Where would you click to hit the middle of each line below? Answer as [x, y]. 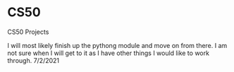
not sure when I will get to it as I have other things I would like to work [109, 53]
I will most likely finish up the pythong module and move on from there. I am [117, 45]
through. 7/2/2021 [33, 60]
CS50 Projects [28, 32]
